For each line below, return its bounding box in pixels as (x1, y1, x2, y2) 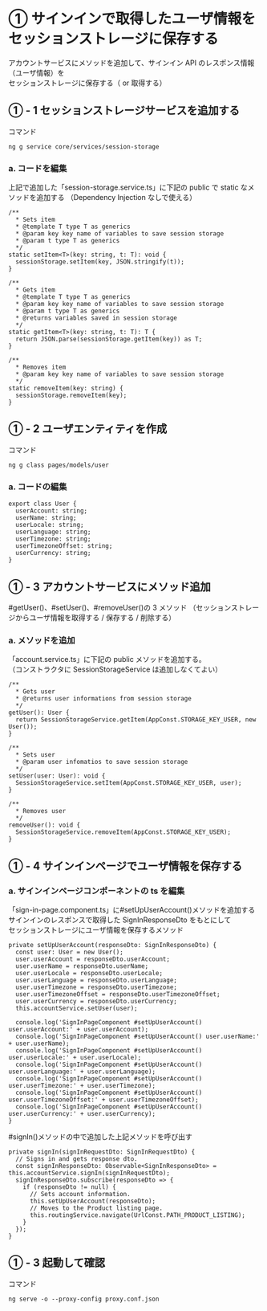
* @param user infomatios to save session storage (15, 758, 188, 766)
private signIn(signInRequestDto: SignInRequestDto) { (8, 1148, 196, 1156)
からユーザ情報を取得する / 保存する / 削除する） (14, 612, 176, 622)
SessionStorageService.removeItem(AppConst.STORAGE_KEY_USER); (15, 828, 231, 836)
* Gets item (15, 286, 56, 294)
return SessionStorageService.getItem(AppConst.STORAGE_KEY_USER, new (15, 716, 257, 724)
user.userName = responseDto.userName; (15, 962, 149, 970)
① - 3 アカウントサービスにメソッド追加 (8, 580, 211, 594)
